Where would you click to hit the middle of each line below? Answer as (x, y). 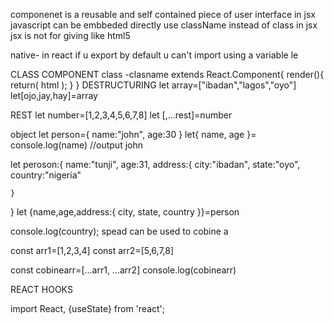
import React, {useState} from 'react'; (87, 308)
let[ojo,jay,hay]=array (54, 95)
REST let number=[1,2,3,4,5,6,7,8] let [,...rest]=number (121, 115)
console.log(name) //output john (77, 145)
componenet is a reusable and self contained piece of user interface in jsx (163, 14)
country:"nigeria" (46, 175)
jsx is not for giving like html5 (70, 35)
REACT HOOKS (41, 289)
